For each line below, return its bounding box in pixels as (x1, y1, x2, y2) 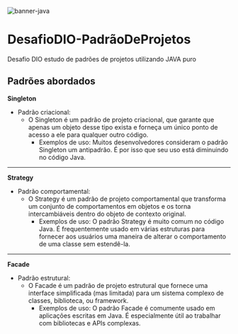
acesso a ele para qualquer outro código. (28, 130, 149, 139)
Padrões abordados (7, 75, 96, 88)
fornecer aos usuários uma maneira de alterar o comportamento (38, 232, 227, 241)
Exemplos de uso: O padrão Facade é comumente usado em (38, 304, 215, 312)
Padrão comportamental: (17, 187, 91, 195)
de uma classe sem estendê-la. (38, 239, 131, 248)
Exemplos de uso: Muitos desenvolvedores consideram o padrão (38, 138, 228, 146)
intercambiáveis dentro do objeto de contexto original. (28, 209, 186, 218)
